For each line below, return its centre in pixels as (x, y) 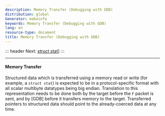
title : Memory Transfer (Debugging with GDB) (52, 37)
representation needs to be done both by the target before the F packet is (79, 93)
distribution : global (27, 14)
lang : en (14, 28)
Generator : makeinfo (26, 19)
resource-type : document (30, 32)
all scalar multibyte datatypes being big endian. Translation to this (72, 88)
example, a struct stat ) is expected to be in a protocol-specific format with (82, 83)
